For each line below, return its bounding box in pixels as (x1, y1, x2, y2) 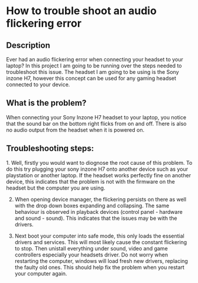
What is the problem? (6, 98, 87, 108)
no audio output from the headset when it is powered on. (6, 126, 145, 134)
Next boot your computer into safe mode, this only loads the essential (14, 232, 184, 239)
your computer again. (14, 270, 67, 277)
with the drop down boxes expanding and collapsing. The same (14, 202, 170, 209)
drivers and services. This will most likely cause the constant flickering (14, 238, 187, 246)
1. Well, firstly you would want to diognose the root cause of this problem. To (6, 159, 193, 166)
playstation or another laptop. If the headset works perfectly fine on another (6, 171, 191, 178)
